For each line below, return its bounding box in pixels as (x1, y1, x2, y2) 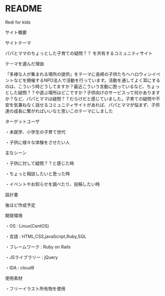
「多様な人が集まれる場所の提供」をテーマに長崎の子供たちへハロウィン (5, 71, 152, 77)
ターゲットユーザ (5, 118, 40, 124)
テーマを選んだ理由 (5, 60, 44, 66)
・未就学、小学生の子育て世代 (5, 129, 66, 135)
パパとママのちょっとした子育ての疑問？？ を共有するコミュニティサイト (5, 50, 153, 56)
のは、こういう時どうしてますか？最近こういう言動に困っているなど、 (5, 83, 147, 89)
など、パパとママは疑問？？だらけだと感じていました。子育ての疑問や (13, 95, 156, 101)
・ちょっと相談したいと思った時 (5, 171, 70, 177)
